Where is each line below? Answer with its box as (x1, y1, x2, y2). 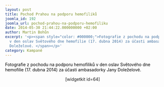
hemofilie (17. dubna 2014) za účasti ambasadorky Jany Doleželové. (5, 66, 142, 72)
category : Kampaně (5, 48, 42, 53)
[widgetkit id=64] (65, 76, 100, 82)
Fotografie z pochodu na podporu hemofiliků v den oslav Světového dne (5, 62, 150, 67)
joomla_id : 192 (5, 16, 36, 21)
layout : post (5, 7, 32, 12)
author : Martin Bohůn (5, 30, 49, 35)
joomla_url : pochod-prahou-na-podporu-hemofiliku (5, 21, 108, 26)
